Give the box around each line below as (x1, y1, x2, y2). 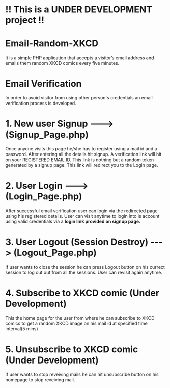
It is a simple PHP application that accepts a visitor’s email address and (5, 55, 154, 61)
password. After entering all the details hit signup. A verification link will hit (5, 151, 162, 157)
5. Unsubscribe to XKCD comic (5, 344, 138, 355)
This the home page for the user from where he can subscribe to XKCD (5, 315, 155, 321)
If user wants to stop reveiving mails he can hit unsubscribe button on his (5, 371, 159, 377)
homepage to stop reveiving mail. (5, 376, 75, 383)
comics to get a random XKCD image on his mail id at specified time (5, 320, 148, 326)
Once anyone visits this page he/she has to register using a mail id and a (5, 146, 157, 151)
